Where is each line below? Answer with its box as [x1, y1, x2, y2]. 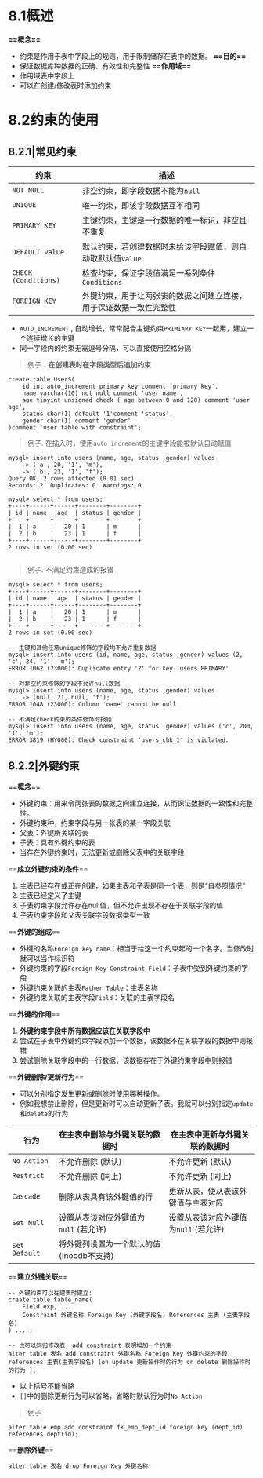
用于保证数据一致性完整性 [81, 301, 177, 312]
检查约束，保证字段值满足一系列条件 [81, 268, 216, 279]
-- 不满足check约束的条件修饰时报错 [8, 715, 112, 723]
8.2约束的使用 [8, 111, 99, 130]
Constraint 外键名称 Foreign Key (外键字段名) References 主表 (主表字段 [22, 1311, 250, 1319]
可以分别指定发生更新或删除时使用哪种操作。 [19, 1089, 164, 1098]
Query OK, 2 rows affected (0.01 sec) [8, 474, 135, 483]
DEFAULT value [12, 247, 65, 256]
